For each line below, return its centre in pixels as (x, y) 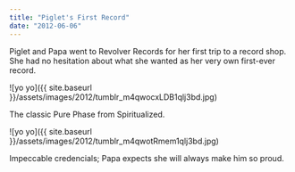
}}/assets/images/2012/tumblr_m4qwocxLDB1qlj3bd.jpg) (113, 97)
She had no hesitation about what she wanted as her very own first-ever (142, 61)
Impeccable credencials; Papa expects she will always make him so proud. (147, 158)
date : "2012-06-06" (46, 26)
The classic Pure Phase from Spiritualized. (87, 114)
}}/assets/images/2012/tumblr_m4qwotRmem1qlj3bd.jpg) (114, 141)
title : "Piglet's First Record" (69, 17)
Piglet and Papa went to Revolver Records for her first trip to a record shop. (148, 51)
